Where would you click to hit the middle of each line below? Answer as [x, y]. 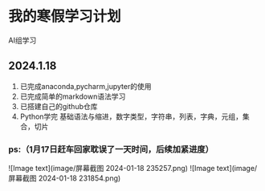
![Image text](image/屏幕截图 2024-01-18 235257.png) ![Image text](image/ [133, 169]
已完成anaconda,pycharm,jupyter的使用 [86, 86]
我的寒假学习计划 [65, 16]
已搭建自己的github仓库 [59, 106]
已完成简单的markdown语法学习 [73, 96]
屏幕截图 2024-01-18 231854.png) [65, 178]
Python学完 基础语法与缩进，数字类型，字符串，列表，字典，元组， [131, 116]
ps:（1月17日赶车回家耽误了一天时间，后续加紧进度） [111, 149]
